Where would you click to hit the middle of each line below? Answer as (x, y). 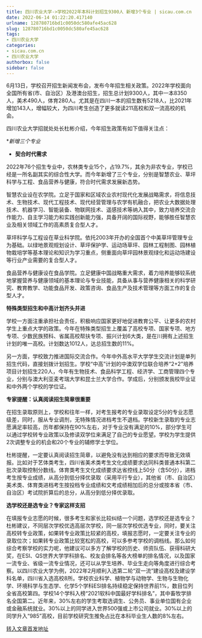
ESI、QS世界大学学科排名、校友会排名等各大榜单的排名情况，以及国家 (109, 556)
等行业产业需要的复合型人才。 (43, 260)
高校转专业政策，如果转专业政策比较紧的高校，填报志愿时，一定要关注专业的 (101, 533)
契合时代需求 (31, 154)
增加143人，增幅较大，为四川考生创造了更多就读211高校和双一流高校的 (93, 108)
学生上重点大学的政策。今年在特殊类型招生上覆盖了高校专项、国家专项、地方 (101, 329)
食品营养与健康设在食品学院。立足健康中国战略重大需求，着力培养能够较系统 (101, 273)
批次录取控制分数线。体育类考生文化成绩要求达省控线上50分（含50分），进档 (101, 470)
